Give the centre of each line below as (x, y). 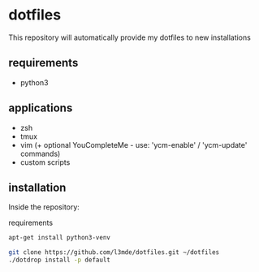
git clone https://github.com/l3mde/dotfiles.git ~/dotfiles (114, 253)
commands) (40, 153)
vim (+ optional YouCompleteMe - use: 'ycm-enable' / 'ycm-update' (134, 145)
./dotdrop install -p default (60, 260)
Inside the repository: (44, 207)
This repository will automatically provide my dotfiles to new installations (130, 37)
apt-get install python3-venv (60, 238)
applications (41, 108)
